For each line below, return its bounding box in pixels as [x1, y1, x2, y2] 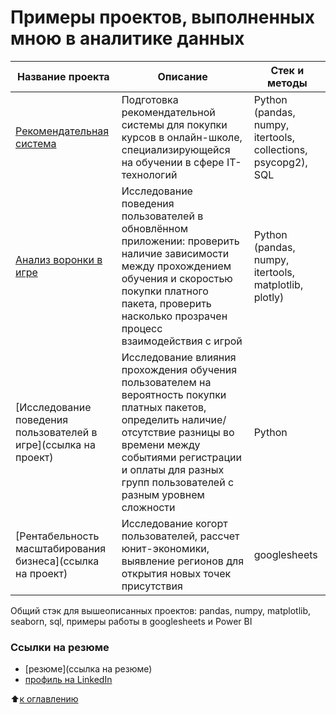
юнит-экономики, [121, 541, 210, 555]
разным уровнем [121, 487, 205, 501]
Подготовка [121, 92, 179, 106]
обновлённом [121, 221, 189, 235]
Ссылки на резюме [10, 640, 110, 654]
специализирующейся [121, 142, 231, 156]
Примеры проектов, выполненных [10, 6, 315, 29]
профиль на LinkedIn [24, 674, 113, 686]
